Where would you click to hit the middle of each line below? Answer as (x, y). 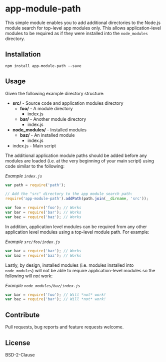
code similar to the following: (35, 166)
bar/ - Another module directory (53, 119)
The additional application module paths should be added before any (76, 155)
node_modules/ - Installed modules (49, 130)
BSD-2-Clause (20, 354)
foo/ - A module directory (46, 108)
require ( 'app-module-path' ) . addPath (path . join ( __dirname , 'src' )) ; (77, 199)
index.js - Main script (34, 145)
